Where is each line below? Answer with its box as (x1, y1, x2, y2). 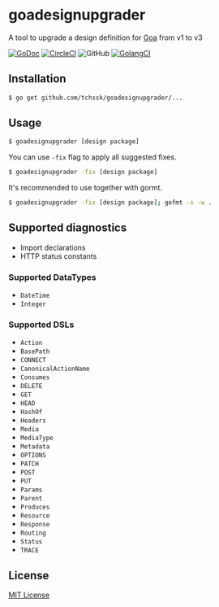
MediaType (19, 434, 54, 443)
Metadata (19, 443, 50, 451)
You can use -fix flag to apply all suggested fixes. (8, 152, 177, 162)
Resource (19, 512, 50, 520)
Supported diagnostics (8, 221, 127, 235)
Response (19, 521, 50, 529)
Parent (19, 495, 43, 503)
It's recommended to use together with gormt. (8, 183, 163, 193)
